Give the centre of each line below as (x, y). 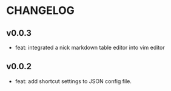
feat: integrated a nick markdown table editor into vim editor (90, 47)
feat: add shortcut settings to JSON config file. (73, 81)
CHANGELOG (40, 11)
